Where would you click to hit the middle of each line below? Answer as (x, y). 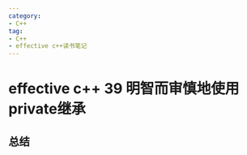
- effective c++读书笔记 (48, 46)
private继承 (47, 109)
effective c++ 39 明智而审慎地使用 (124, 89)
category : (25, 16)
